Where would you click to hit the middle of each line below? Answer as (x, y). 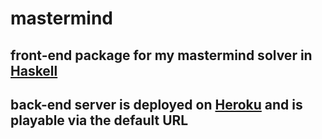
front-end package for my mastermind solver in (161, 55)
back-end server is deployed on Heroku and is (156, 104)
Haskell (34, 70)
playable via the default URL (99, 120)
